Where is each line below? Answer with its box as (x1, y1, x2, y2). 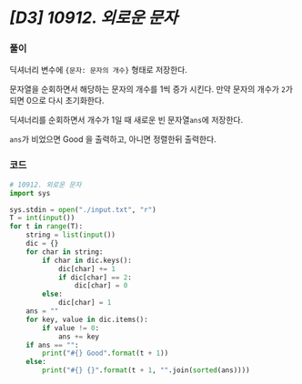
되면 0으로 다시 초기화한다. (9, 96, 105, 106)
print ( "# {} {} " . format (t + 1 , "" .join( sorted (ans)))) (42, 366, 250, 375)
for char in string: (25, 247, 104, 257)
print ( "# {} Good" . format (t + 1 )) (42, 349, 169, 359)
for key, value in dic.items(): (25, 315, 148, 324)
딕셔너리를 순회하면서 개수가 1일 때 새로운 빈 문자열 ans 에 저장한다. (9, 115, 244, 126)
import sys (9, 188, 51, 197)
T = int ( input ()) (9, 214, 75, 223)
